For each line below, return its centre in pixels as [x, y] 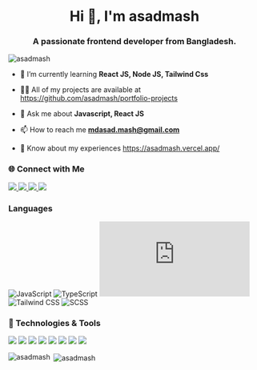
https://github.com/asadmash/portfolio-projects [99, 99]
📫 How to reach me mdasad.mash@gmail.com [100, 130]
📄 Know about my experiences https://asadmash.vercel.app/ [120, 148]
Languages [31, 208]
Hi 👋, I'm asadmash [135, 16]
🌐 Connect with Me [47, 169]
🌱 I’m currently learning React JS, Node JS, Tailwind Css [114, 74]
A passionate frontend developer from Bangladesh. [135, 42]
